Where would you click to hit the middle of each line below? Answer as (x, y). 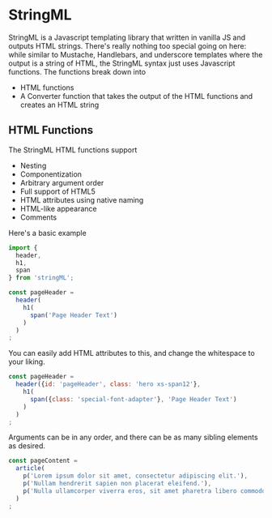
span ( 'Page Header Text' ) (73, 315)
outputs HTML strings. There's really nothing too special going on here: (127, 45)
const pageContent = (43, 461)
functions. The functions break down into (77, 71)
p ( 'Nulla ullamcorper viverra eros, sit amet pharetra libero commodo (144, 491)
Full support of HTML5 (57, 191)
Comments (38, 217)
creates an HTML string (59, 105)
